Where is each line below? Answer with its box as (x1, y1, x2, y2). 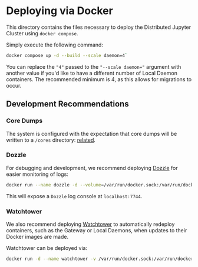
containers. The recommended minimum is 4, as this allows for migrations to (6, 75, 192, 83)
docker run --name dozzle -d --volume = (6, 182, 104, 188)
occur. (6, 82, 22, 89)
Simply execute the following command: (6, 41, 103, 48)
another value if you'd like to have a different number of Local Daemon (6, 69, 178, 76)
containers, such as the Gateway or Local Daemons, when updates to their (6, 226, 187, 233)
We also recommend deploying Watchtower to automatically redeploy (6, 221, 175, 228)
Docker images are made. (6, 233, 69, 240)
